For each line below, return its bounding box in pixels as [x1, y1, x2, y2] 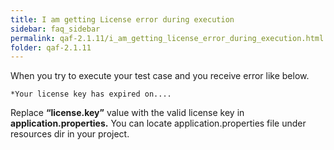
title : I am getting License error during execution [10, 14, 235, 25]
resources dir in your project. [10, 128, 130, 140]
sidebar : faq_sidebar [10, 24, 101, 34]
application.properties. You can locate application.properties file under [10, 117, 307, 130]
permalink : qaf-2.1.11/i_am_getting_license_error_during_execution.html [10, 33, 325, 43]
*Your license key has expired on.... [10, 89, 172, 100]
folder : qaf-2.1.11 [10, 42, 92, 53]
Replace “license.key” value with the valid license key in [10, 107, 245, 119]
